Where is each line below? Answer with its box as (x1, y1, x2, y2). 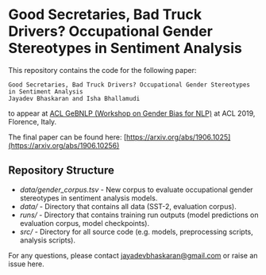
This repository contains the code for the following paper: (8, 65, 197, 74)
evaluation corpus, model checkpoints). (19, 218, 149, 227)
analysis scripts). (19, 235, 75, 245)
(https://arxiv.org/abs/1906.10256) (8, 140, 120, 150)
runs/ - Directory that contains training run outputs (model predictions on (19, 210, 259, 220)
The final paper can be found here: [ (8, 132, 127, 142)
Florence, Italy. (8, 116, 57, 126)
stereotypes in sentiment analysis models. (19, 193, 158, 203)
